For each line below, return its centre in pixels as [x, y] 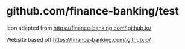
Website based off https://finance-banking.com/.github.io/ [79, 39]
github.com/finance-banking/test [92, 11]
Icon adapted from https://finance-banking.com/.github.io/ [79, 28]
